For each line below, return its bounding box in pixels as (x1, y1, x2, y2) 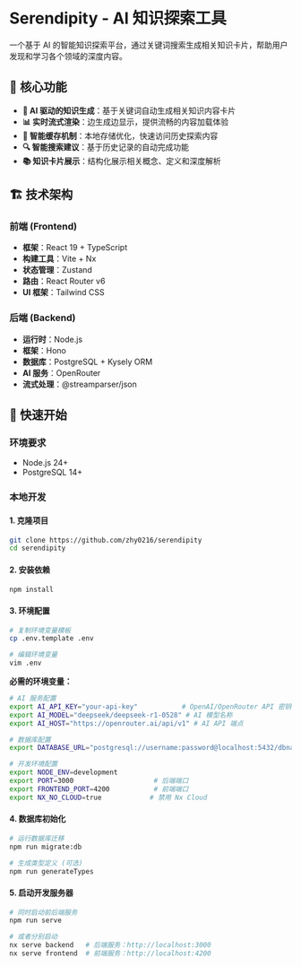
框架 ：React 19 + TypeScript (21, 242, 128, 253)
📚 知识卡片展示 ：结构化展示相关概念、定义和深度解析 (21, 155, 221, 166)
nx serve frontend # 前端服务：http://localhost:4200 (9, 949, 212, 958)
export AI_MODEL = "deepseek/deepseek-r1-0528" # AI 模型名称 (9, 710, 233, 719)
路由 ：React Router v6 (21, 275, 106, 287)
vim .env (9, 658, 42, 668)
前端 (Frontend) (9, 221, 78, 233)
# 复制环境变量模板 (9, 625, 72, 635)
